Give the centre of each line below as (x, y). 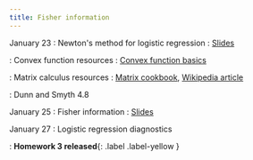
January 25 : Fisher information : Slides (81, 111)
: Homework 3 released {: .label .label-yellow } (95, 146)
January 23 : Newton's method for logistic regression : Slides (122, 43)
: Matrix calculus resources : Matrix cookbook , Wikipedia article (126, 77)
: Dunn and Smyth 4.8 (49, 94)
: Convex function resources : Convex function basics (108, 60)
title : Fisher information (59, 17)
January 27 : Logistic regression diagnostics (91, 129)
